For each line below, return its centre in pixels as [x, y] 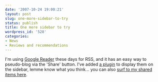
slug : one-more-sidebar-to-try [37, 18]
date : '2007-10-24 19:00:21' [34, 9]
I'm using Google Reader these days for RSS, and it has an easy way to [76, 59]
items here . [16, 74]
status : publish [21, 23]
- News [12, 41]
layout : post [18, 14]
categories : [17, 37]
